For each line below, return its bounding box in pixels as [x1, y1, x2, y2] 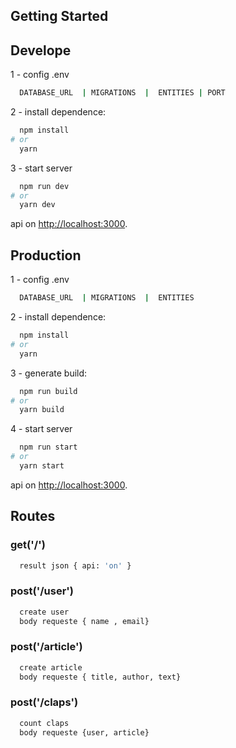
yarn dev [19, 200, 56, 210]
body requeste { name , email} [19, 616, 150, 626]
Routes [10, 508, 56, 525]
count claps [19, 718, 70, 728]
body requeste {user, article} [19, 727, 150, 738]
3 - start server [10, 162, 73, 174]
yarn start [19, 461, 65, 471]
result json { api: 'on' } [19, 560, 132, 571]
